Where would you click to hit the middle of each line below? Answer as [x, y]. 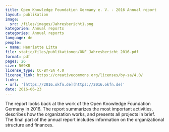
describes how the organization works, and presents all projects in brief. [80, 114]
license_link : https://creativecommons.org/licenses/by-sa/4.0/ [74, 75]
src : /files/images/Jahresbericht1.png [52, 24]
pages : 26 [16, 61]
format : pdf [18, 56]
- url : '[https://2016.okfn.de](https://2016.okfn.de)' [65, 84]
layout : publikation [27, 15]
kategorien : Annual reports [35, 29]
